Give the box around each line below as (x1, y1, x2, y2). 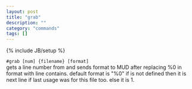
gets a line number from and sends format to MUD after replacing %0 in (6, 63, 182, 71)
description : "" (6, 20, 46, 26)
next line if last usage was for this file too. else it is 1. (6, 77, 135, 84)
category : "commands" (6, 25, 60, 31)
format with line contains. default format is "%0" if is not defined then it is (6, 70, 187, 77)
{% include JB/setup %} (6, 47, 65, 54)
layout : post (6, 8, 39, 15)
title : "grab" (6, 14, 42, 20)
